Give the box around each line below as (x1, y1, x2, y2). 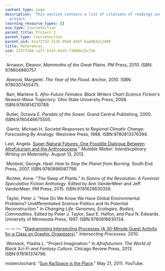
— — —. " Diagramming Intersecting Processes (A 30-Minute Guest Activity (5, 225, 158, 231)
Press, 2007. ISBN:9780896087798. (5, 165, 78, 172)
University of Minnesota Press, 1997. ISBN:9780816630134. (5, 216, 125, 222)
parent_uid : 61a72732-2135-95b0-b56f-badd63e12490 (5, 39, 111, 44)
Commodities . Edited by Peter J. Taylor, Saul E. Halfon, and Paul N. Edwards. (5, 211, 160, 217)
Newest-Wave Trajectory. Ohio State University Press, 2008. (5, 96, 128, 102)
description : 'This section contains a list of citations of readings (5, 12, 153, 17)
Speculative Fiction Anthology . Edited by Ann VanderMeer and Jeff (5, 180, 141, 187)
